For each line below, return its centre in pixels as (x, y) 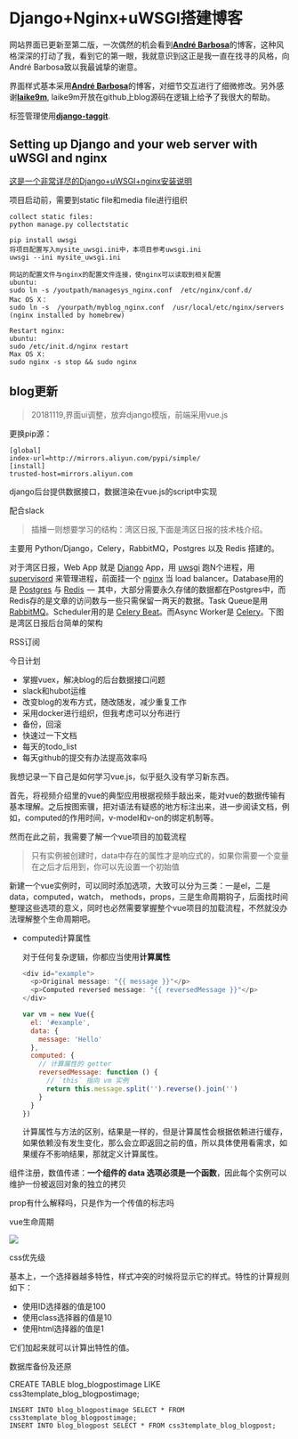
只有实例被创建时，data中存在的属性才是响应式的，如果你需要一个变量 (160, 855)
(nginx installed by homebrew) (67, 315)
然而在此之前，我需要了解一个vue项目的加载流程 (98, 836)
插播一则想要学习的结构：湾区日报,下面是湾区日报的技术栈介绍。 (149, 529)
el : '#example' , (60, 1022)
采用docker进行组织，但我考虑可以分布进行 (101, 712)
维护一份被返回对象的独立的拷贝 (68, 1184)
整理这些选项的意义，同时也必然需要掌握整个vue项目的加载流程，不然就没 (145, 907)
